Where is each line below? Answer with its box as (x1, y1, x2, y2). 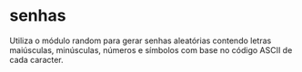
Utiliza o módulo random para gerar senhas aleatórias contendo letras (9, 35, 272, 46)
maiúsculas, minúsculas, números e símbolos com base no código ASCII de (9, 44, 293, 55)
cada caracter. (9, 54, 64, 65)
